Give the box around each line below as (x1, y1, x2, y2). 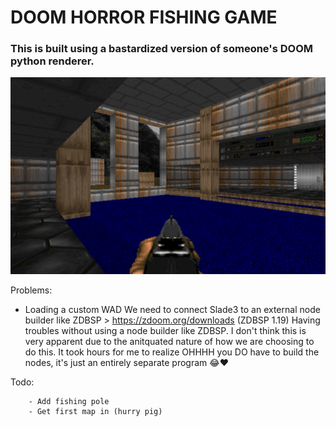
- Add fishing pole (28, 396, 110, 406)
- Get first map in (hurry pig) (28, 406, 163, 416)
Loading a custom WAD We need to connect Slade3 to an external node (24, 303, 321, 315)
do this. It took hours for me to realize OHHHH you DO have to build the (24, 346, 320, 358)
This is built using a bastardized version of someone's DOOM (10, 42, 313, 56)
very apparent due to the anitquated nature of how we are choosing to (24, 335, 315, 347)
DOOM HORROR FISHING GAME (10, 6, 278, 29)
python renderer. (10, 54, 95, 68)
